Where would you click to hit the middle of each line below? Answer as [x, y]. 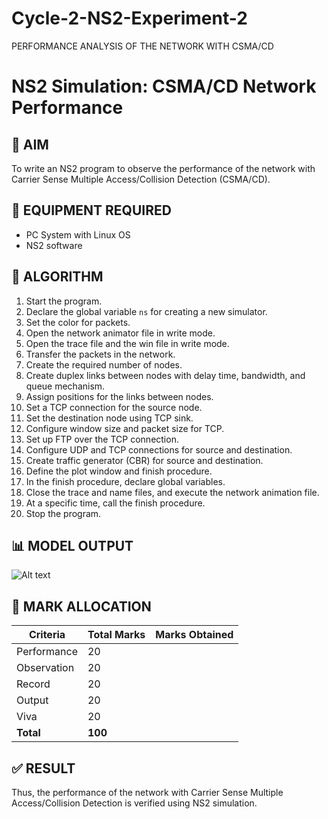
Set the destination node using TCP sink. [109, 418]
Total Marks [116, 635]
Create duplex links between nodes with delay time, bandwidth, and [165, 375]
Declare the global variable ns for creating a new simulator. [146, 311]
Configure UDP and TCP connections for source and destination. [159, 449]
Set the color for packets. [78, 322]
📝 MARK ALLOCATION [81, 606]
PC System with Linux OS [78, 234]
